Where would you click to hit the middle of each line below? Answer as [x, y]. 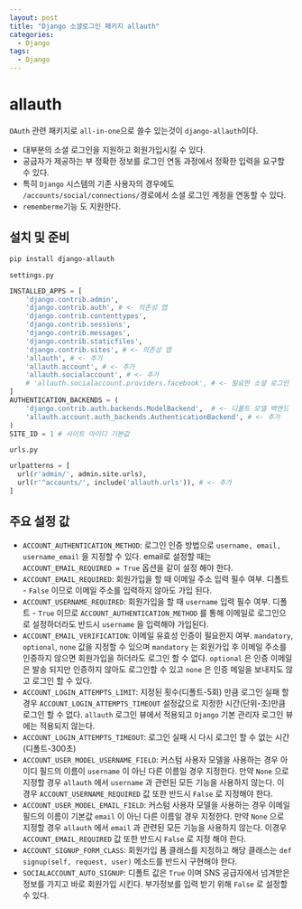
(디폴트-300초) [49, 748]
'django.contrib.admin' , [72, 299]
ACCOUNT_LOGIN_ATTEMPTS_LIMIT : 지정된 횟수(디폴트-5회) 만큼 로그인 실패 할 [156, 691]
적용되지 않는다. [67, 726]
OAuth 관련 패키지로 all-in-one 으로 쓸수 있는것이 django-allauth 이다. [134, 130]
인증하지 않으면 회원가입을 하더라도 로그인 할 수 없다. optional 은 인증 [145, 658]
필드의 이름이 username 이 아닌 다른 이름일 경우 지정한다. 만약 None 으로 [164, 771]
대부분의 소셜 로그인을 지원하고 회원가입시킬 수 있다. [114, 149]
